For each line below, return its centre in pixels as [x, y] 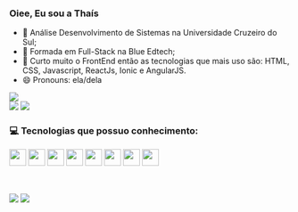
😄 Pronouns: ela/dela [62, 80]
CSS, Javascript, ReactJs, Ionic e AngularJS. [104, 70]
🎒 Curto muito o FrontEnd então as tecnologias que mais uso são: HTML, [156, 61]
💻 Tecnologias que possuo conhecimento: [104, 131]
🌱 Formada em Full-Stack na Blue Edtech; [99, 52]
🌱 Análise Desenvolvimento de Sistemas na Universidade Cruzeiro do [149, 33]
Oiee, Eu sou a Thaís [54, 13]
